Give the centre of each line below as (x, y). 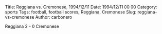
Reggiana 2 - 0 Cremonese (32, 26)
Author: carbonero (54, 17)
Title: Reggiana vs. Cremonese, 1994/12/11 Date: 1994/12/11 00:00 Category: (81, 7)
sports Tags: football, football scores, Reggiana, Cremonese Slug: (71, 12)
